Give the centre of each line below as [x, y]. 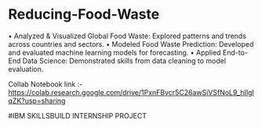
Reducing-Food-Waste [84, 14]
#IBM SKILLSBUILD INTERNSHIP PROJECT [78, 115]
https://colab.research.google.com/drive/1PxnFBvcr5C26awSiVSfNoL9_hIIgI [131, 92]
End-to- [235, 52]
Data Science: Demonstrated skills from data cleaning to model [124, 61]
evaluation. [26, 69]
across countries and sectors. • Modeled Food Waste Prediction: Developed [131, 44]
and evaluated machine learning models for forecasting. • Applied [115, 52]
